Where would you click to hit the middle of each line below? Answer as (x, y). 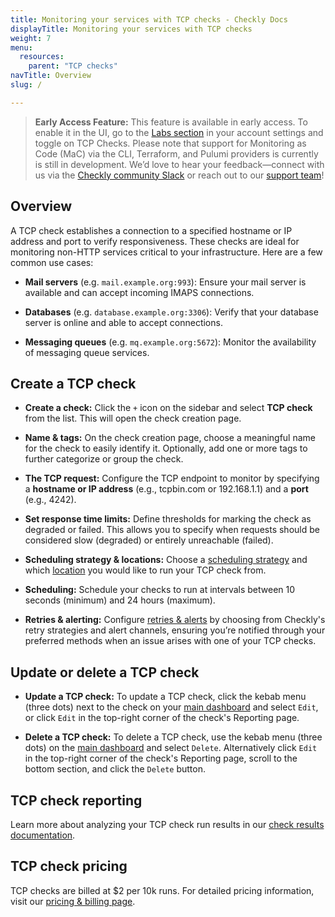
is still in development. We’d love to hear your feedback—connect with (179, 164)
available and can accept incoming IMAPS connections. (139, 292)
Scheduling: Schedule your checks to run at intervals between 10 (160, 590)
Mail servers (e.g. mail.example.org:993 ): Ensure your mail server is (165, 282)
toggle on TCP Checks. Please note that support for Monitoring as (170, 143)
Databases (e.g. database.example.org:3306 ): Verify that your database (171, 312)
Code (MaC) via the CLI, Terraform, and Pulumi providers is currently (176, 153)
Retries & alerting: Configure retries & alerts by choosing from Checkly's (175, 620)
